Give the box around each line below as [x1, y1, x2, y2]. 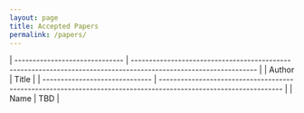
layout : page [9, 13, 59, 23]
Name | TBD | [9, 93, 61, 104]
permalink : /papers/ [9, 30, 88, 39]
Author [269, 64, 295, 75]
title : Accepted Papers [9, 22, 100, 31]
